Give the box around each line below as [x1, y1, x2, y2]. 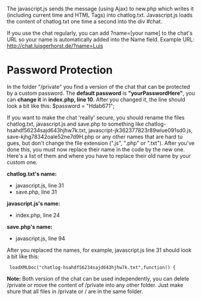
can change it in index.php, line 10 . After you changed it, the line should [7, 96, 185, 103]
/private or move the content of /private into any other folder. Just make [7, 281, 184, 288]
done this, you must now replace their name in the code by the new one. [7, 145, 185, 153]
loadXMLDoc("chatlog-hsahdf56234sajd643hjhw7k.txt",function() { [9, 264, 176, 270]
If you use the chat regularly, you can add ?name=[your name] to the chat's [7, 29, 193, 37]
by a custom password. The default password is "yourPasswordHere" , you [7, 90, 195, 97]
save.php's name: [7, 223, 53, 230]
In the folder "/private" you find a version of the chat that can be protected [7, 83, 190, 90]
